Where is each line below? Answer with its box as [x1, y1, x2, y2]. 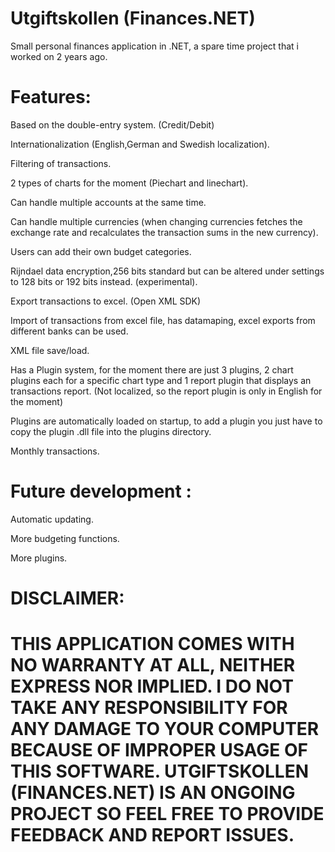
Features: [10, 86, 92, 109]
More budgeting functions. [10, 532, 120, 544]
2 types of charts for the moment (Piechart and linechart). [10, 177, 249, 189]
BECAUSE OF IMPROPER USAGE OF [10, 739, 308, 762]
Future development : [10, 480, 192, 503]
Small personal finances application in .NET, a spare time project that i [10, 40, 299, 52]
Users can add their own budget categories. [10, 245, 192, 257]
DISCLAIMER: [10, 587, 125, 609]
